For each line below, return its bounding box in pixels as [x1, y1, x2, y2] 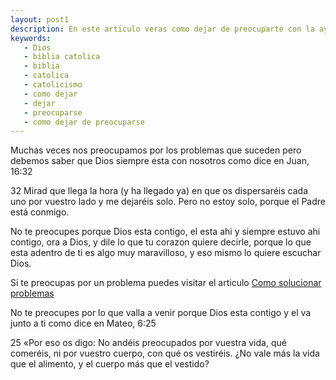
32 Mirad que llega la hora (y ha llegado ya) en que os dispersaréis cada [10, 185, 308, 197]
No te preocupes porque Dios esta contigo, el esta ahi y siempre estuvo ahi [10, 226, 321, 238]
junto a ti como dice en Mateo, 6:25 [10, 317, 157, 330]
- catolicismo [23, 80, 83, 90]
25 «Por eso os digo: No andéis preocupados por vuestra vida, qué [10, 337, 287, 349]
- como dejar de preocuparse [23, 117, 145, 127]
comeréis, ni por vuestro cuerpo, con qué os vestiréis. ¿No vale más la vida [10, 347, 320, 360]
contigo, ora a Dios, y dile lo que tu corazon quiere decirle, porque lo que [10, 236, 312, 248]
